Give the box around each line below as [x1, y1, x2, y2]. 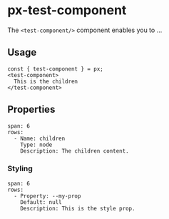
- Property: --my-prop [14, 192, 81, 200]
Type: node [20, 141, 53, 148]
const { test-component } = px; [7, 65, 103, 73]
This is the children [14, 78, 78, 85]
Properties [7, 103, 56, 116]
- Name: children [14, 135, 66, 142]
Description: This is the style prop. [20, 205, 135, 212]
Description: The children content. [20, 147, 130, 155]
